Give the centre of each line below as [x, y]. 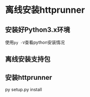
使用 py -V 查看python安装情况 [35, 42]
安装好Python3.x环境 [38, 30]
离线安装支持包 [28, 59]
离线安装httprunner [45, 10]
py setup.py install [24, 90]
